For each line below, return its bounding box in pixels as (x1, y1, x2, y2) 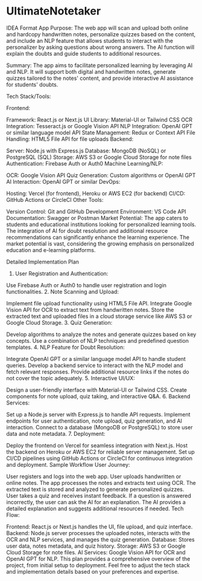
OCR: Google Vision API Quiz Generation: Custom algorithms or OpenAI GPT (6, 171, 196, 179)
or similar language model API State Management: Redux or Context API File (6, 129, 196, 136)
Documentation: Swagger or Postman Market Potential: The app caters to (6, 214, 189, 221)
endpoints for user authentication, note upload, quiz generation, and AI (6, 417, 183, 424)
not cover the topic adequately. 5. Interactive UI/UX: (6, 374, 136, 381)
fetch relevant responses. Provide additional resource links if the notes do (6, 368, 190, 375)
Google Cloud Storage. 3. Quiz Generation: (6, 319, 113, 326)
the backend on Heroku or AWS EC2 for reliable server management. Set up (6, 448, 195, 455)
